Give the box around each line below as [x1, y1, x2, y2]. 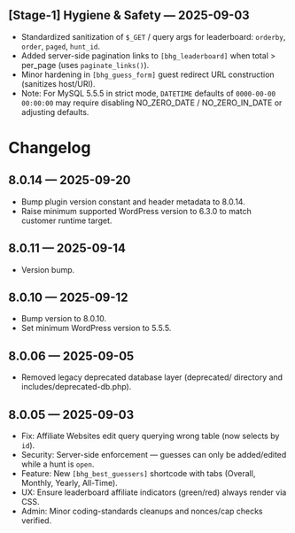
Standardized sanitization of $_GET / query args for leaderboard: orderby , [20, 31, 286, 42]
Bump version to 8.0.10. [20, 313, 107, 324]
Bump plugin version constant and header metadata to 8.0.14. [20, 196, 245, 207]
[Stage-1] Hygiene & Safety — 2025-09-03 [8, 8, 250, 23]
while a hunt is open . [20, 459, 95, 469]
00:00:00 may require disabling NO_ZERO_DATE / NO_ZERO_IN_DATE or [20, 97, 283, 108]
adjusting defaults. [20, 106, 89, 117]
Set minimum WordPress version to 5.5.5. [20, 323, 172, 334]
